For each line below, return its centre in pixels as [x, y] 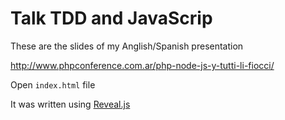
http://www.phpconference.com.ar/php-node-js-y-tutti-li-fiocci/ [142, 65]
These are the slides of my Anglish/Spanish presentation [127, 46]
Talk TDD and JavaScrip [111, 18]
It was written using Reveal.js [70, 104]
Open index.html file [53, 84]
